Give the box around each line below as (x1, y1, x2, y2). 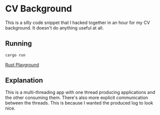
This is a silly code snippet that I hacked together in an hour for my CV (5, 19, 150, 25)
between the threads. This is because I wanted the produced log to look (5, 100, 153, 106)
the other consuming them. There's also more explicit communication (5, 94, 148, 100)
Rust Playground (5, 61, 39, 67)
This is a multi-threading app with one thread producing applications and (5, 89, 155, 95)
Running (5, 39, 32, 48)
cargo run (5, 52, 26, 57)
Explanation (5, 76, 43, 85)
